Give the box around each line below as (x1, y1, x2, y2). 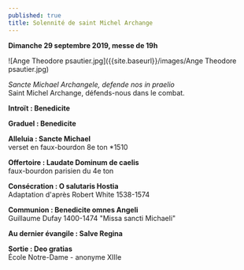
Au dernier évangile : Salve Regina (8, 228, 124, 238)
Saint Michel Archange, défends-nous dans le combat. (8, 88, 185, 97)
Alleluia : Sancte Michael (8, 133, 91, 143)
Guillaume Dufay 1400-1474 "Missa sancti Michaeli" (8, 213, 176, 223)
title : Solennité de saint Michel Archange (8, 19, 153, 27)
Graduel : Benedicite (8, 118, 76, 128)
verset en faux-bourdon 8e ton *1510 (8, 142, 128, 152)
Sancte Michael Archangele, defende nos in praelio (8, 80, 175, 89)
